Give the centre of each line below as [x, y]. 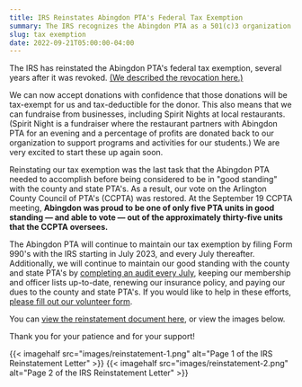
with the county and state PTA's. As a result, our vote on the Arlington [138, 189]
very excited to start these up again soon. [86, 153]
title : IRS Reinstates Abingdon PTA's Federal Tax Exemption [126, 18]
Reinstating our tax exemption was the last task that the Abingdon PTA [139, 170]
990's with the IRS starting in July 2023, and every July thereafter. [132, 254]
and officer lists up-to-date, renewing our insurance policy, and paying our [147, 283]
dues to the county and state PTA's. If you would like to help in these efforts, [151, 292]
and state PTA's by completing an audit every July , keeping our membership [150, 273]
